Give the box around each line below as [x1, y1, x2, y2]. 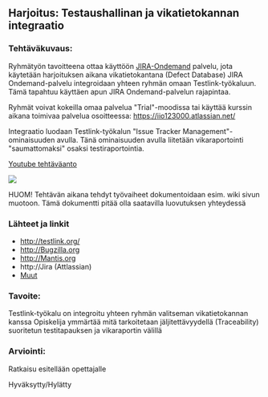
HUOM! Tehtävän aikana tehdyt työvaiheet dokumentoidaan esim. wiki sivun [8, 189, 261, 199]
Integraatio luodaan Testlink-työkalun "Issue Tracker [8, 126, 181, 136]
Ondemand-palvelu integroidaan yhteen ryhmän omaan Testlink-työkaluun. [8, 78, 257, 87]
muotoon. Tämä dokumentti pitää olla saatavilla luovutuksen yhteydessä [8, 198, 246, 208]
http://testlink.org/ [19, 236, 80, 245]
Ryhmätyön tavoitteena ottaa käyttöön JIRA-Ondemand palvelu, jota [8, 61, 233, 71]
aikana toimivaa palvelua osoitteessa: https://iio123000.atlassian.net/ [8, 111, 236, 120]
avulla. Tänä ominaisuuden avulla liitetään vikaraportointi [56, 135, 244, 144]
